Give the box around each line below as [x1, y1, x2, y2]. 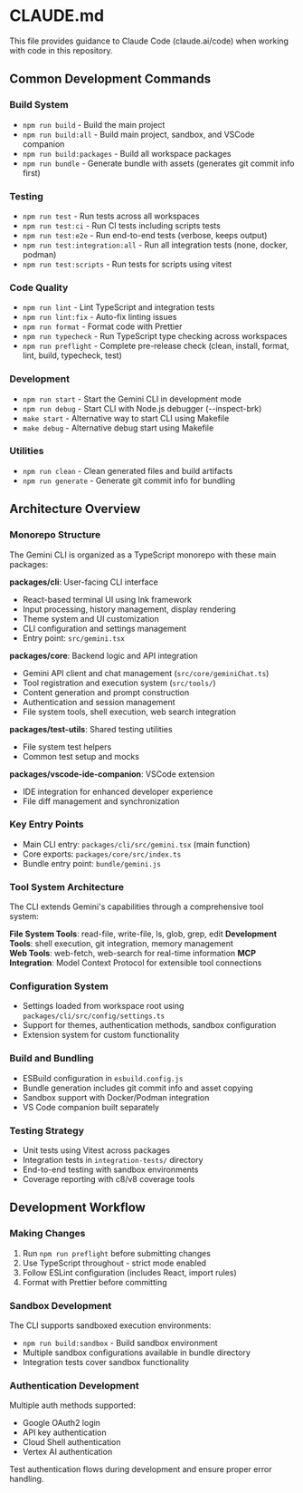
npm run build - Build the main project [22, 119, 166, 130]
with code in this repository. [9, 44, 113, 55]
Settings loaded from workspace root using [22, 1001, 185, 1012]
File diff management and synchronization [22, 795, 180, 807]
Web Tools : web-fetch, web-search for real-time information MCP [9, 948, 256, 959]
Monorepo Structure [9, 528, 101, 541]
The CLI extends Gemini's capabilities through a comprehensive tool [9, 901, 264, 912]
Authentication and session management [22, 696, 175, 707]
